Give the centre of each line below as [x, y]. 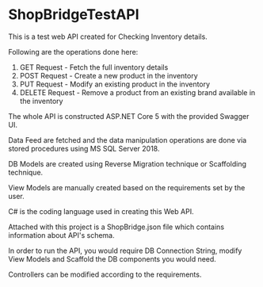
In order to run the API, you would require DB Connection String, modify [125, 251]
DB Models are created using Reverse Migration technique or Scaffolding [128, 163]
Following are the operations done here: [73, 52]
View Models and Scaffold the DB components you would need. [112, 258]
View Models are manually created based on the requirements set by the [127, 187]
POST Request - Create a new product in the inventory [109, 75]
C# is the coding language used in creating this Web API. [101, 211]
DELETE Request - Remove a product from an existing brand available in [137, 92]
